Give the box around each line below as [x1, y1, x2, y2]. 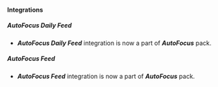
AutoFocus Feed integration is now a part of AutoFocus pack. [17, 72, 195, 80]
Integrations [7, 6, 44, 14]
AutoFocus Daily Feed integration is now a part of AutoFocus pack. [17, 39, 212, 47]
